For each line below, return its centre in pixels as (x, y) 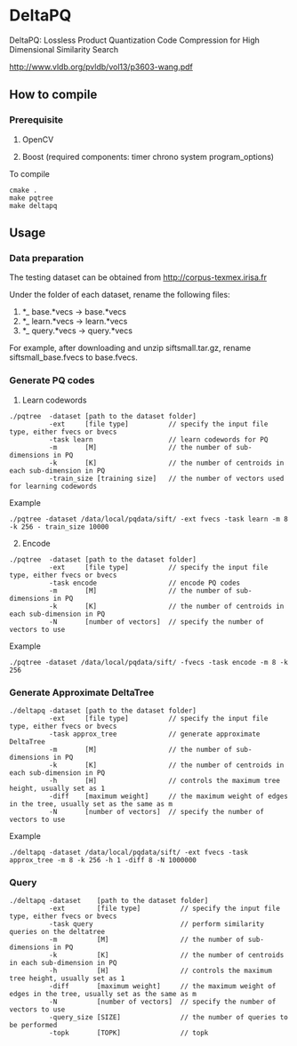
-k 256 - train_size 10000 (59, 527)
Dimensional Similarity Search (64, 49)
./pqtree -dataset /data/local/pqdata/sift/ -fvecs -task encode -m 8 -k (149, 662)
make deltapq (33, 205)
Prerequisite (36, 120)
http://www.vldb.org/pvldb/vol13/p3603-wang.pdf (101, 67)
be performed (33, 1026)
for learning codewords (53, 486)
